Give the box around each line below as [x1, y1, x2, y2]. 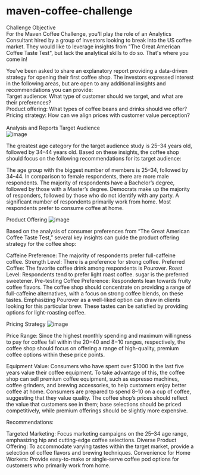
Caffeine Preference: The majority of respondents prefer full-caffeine [6, 252, 176, 259]
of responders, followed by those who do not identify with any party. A [6, 192, 180, 199]
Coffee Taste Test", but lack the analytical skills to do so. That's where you [6, 49, 189, 56]
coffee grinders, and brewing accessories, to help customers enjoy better [6, 381, 186, 388]
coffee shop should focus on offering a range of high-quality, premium [6, 344, 179, 351]
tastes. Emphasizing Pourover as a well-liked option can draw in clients [6, 296, 180, 303]
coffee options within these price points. [6, 351, 105, 358]
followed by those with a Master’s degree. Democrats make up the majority [6, 185, 190, 192]
